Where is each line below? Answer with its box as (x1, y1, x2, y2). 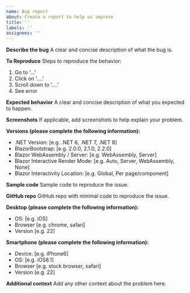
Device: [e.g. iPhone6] (14, 250, 69, 257)
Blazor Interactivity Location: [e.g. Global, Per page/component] (14, 170, 169, 177)
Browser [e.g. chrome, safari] (14, 221, 86, 228)
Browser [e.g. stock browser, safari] (14, 263, 101, 270)
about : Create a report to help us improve (6, 14, 114, 20)
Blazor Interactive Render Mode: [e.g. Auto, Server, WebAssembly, (14, 158, 175, 165)
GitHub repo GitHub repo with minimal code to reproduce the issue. (6, 193, 170, 200)
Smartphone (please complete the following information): (6, 239, 149, 246)
